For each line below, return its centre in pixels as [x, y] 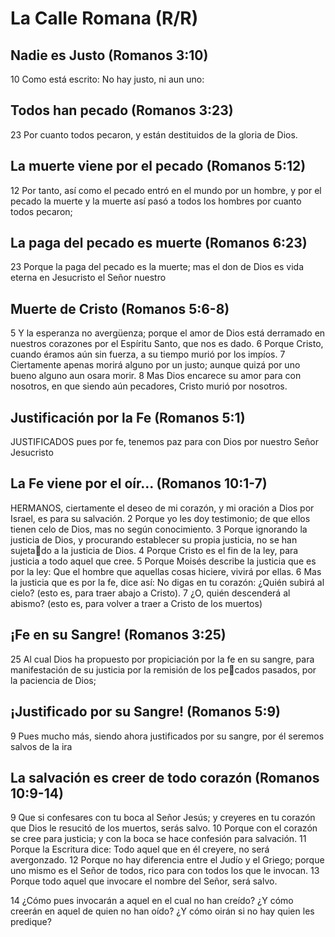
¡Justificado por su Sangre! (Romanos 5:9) [146, 712]
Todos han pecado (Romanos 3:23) [122, 110]
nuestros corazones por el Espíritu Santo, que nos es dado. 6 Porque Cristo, [167, 344]
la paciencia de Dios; [53, 680]
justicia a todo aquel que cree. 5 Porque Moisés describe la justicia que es [163, 561]
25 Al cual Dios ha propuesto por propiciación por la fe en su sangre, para [162, 659]
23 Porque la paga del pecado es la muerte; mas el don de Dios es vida [157, 267]
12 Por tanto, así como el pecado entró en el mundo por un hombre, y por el [166, 190]
